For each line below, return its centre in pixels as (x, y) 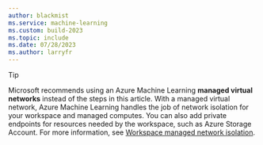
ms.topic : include (38, 38)
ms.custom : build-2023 (46, 30)
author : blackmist (38, 15)
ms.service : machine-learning (58, 23)
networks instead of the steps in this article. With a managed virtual (119, 99)
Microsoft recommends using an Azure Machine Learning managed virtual (131, 90)
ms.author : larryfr (40, 52)
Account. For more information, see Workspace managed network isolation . (132, 132)
